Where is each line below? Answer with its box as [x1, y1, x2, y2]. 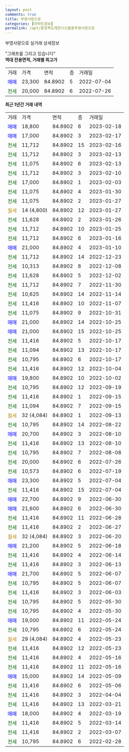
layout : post [5, 7, 32, 12]
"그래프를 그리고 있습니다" [5, 51, 56, 57]
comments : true [5, 12, 37, 17]
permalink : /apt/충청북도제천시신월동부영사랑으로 [5, 26, 95, 31]
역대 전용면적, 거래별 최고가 [5, 57, 58, 63]
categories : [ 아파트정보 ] [5, 21, 53, 26]
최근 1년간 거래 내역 [5, 101, 43, 107]
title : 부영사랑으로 [5, 16, 41, 21]
